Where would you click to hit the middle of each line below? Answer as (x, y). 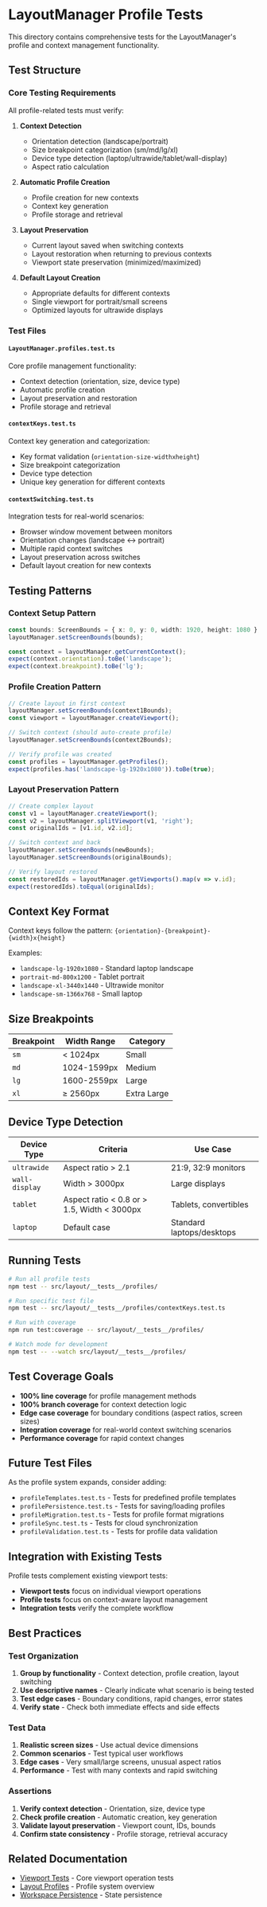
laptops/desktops (203, 1232)
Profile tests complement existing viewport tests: (88, 1576)
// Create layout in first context (67, 703)
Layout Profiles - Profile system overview (87, 1886)
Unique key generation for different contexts (92, 482)
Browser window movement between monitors (96, 532)
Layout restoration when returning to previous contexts (122, 253)
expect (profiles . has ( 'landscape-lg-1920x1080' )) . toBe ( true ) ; (112, 769)
